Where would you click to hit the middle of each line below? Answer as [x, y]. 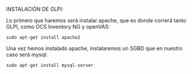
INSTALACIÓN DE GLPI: [35, 9]
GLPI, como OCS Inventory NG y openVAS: [58, 27]
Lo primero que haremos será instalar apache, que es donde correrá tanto [96, 20]
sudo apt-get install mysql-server [50, 65]
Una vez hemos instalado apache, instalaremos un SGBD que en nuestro [95, 48]
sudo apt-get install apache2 [43, 38]
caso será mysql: [27, 55]
